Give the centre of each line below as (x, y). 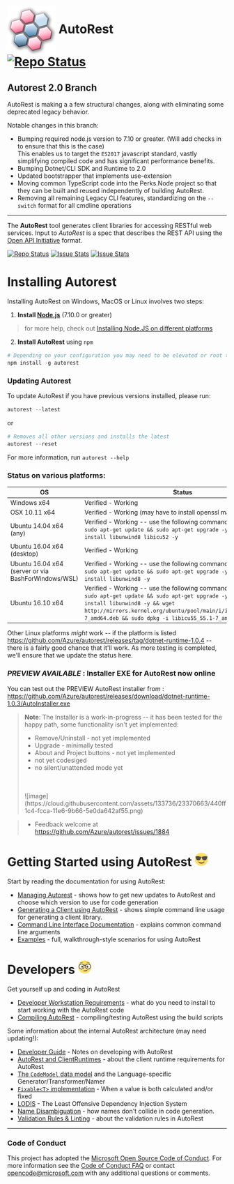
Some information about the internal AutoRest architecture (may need (107, 1031)
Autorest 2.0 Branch (52, 88)
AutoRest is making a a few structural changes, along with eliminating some (116, 104)
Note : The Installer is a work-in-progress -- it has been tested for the (123, 717)
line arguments (39, 932)
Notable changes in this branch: (53, 125)
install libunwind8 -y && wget (130, 603)
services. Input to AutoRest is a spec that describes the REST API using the (115, 233)
